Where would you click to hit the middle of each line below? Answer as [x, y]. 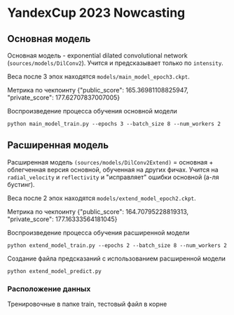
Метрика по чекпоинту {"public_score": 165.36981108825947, [98, 90]
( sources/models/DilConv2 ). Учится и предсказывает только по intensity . [116, 63]
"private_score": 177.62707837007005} [64, 97]
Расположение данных [49, 288]
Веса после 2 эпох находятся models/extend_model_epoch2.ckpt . [102, 198]
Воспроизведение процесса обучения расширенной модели [98, 232]
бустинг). [21, 184]
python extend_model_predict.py [54, 271]
